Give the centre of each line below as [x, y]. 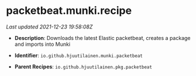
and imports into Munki [42, 44]
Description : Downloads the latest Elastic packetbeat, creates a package [103, 38]
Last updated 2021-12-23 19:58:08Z [49, 27]
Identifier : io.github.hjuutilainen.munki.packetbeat [79, 55]
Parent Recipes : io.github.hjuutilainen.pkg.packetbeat [83, 66]
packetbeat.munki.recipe [69, 11]
